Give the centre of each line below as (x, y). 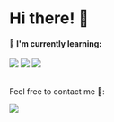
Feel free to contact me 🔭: (57, 91)
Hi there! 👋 (49, 18)
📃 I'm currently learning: (56, 43)
